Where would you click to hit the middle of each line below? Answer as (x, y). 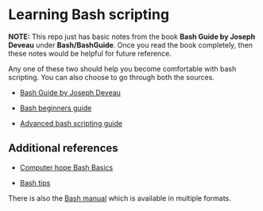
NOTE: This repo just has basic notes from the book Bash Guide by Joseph (132, 36)
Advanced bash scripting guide (71, 123)
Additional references (63, 148)
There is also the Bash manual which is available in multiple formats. (120, 198)
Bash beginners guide (56, 108)
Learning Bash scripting (89, 15)
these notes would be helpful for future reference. (90, 53)
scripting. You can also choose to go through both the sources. (111, 77)
